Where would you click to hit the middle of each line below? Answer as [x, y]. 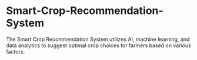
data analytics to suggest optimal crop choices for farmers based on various [98, 45]
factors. [16, 51]
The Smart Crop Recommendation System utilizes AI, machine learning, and [98, 39]
